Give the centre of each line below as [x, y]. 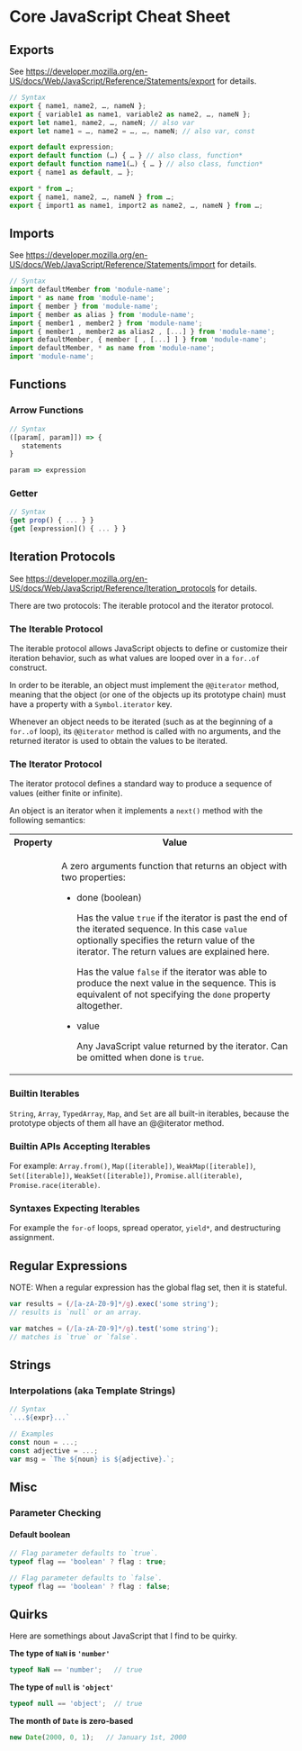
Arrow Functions [46, 410]
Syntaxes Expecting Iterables [75, 1208]
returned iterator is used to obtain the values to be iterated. [119, 741]
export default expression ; [62, 147]
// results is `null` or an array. [76, 1312]
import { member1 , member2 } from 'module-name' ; [106, 323]
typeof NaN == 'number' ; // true [76, 1670]
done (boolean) [109, 898]
